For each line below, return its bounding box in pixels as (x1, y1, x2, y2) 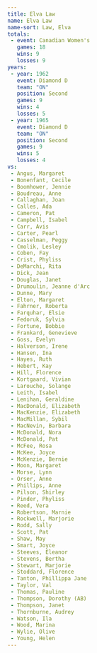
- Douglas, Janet (10, 276, 62, 283)
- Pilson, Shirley (10, 489, 65, 496)
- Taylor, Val (10, 582, 52, 589)
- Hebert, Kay (10, 362, 52, 370)
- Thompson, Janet (10, 602, 65, 609)
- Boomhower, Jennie (10, 183, 72, 190)
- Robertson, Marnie (10, 509, 72, 516)
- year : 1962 (10, 70, 50, 77)
